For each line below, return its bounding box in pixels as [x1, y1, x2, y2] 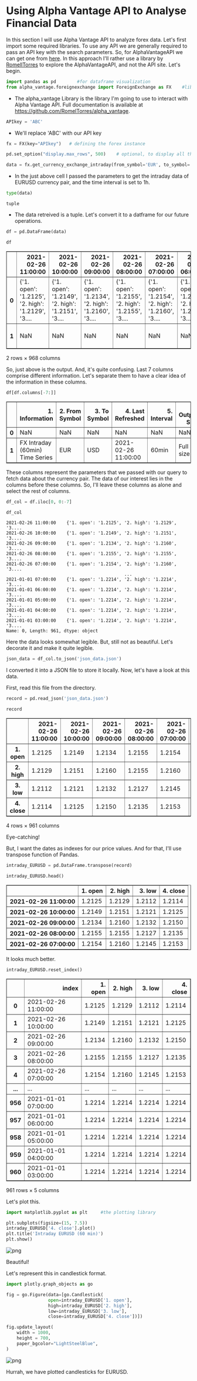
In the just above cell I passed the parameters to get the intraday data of [14, 172, 189, 180]
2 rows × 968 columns [6, 354, 60, 361]
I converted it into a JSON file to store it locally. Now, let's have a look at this [6, 666, 190, 674]
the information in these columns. [6, 378, 87, 385]
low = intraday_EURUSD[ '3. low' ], [47, 1308, 127, 1314]
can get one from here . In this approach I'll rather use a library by [6, 55, 164, 62]
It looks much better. [6, 955, 56, 962]
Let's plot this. [6, 1198, 40, 1205]
